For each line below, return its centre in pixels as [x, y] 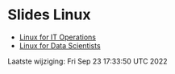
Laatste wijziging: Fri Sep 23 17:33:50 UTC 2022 [87, 61]
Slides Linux [49, 15]
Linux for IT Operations [57, 37]
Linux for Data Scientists [60, 45]
